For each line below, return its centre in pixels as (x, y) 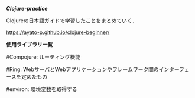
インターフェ (174, 69)
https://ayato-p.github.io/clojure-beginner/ (58, 32)
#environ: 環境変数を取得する (42, 89)
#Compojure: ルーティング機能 (43, 57)
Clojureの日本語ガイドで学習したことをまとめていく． (72, 21)
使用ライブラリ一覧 (30, 44)
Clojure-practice (27, 9)
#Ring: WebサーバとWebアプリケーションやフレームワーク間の (82, 69)
